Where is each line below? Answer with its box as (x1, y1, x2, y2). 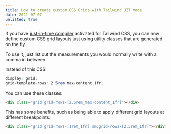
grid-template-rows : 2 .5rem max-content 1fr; (5, 81, 103, 86)
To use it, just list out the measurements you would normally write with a (5, 51, 157, 57)
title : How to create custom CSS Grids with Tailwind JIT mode (5, 7, 142, 13)
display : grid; (5, 76, 38, 81)
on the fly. (5, 41, 26, 48)
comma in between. (5, 57, 47, 63)
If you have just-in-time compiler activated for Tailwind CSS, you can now (5, 31, 160, 37)
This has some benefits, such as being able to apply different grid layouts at (5, 109, 164, 115)
